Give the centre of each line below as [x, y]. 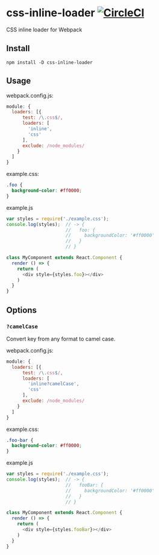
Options [22, 310]
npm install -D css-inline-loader [50, 62]
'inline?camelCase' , [54, 384]
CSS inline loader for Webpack [44, 30]
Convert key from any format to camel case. [61, 339]
